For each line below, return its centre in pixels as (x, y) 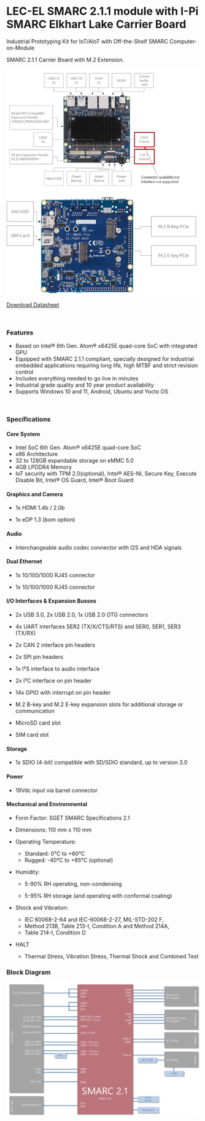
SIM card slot (32, 735)
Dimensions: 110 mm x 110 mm (53, 830)
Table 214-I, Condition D (55, 932)
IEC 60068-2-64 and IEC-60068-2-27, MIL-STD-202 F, (94, 919)
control (24, 372)
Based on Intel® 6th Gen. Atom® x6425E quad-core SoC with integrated (106, 346)
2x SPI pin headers (39, 657)
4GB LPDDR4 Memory (44, 467)
